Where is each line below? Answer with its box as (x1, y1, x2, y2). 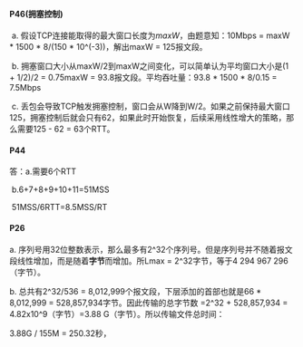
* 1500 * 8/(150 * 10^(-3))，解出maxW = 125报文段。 (9, 42, 208, 53)
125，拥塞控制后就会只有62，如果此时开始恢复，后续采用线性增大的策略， (9, 112, 287, 123)
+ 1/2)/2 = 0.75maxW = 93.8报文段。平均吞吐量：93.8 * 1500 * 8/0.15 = (9, 72, 278, 83)
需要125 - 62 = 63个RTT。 (16, 123, 115, 135)
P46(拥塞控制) (9, 8, 64, 19)
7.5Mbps (9, 82, 42, 93)
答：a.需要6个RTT (9, 166, 77, 177)
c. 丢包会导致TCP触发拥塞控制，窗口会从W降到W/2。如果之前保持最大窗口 (11, 101, 290, 112)
